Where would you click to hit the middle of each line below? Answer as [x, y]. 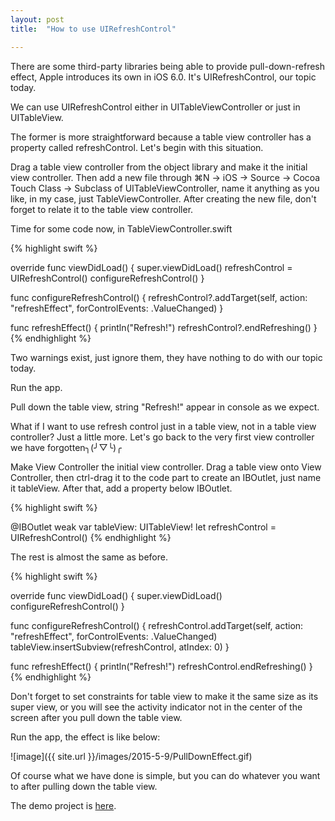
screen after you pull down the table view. [96, 717]
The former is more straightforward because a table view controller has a [161, 137]
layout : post [37, 19]
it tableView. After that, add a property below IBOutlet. [121, 488]
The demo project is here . [63, 805]
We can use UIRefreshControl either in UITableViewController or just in [155, 107]
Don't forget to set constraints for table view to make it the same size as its [164, 696]
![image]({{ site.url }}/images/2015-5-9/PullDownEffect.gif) [131, 756]
